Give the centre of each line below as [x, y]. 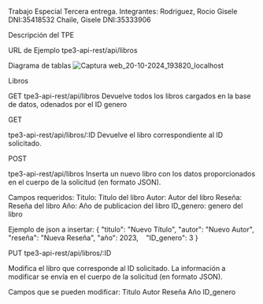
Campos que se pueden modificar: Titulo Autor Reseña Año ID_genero [122, 292]
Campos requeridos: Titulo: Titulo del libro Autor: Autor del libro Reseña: [125, 197]
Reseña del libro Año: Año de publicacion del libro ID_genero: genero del [126, 206]
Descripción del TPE [41, 35]
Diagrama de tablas [40, 65]
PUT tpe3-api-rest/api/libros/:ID [60, 253]
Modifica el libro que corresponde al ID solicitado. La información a [117, 268]
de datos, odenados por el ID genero [68, 104]
